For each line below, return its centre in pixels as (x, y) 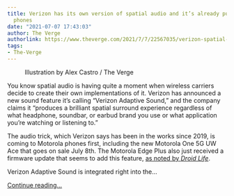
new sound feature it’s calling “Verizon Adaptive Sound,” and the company (114, 100)
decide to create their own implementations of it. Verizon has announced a (114, 93)
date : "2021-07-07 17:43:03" (49, 26)
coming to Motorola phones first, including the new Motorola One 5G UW (112, 143)
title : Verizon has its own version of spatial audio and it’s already (113, 14)
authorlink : (24, 40)
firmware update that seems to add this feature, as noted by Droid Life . (109, 158)
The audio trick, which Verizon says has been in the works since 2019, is (111, 136)
